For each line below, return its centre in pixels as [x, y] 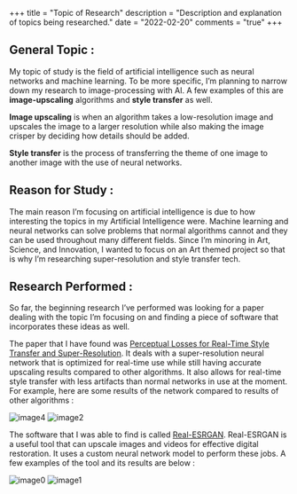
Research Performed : [71, 287]
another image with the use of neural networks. [96, 162]
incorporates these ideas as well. [70, 326]
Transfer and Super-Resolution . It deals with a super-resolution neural [137, 353]
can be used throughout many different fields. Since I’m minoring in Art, [140, 239]
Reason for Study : [62, 190]
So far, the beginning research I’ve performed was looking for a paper [137, 308]
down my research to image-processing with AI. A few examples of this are [146, 90]
